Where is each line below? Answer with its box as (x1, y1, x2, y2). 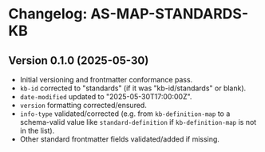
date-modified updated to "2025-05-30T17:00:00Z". (19, 92, 192, 101)
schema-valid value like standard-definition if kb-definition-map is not (19, 118, 257, 126)
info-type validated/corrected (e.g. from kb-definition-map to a (19, 109, 231, 118)
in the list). (19, 126, 55, 135)
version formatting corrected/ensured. (19, 101, 148, 110)
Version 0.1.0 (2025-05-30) (8, 54, 149, 67)
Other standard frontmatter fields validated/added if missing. (19, 134, 220, 144)
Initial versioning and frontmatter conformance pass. (19, 75, 193, 84)
